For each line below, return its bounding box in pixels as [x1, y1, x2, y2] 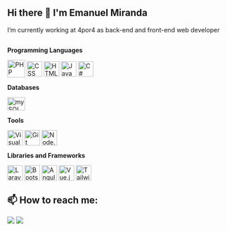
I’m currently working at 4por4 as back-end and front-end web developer [7, 25, 220, 34]
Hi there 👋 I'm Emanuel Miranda [7, 7, 148, 19]
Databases [7, 84, 40, 92]
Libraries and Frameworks [7, 152, 86, 160]
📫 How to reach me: [7, 194, 98, 206]
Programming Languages [7, 46, 83, 55]
